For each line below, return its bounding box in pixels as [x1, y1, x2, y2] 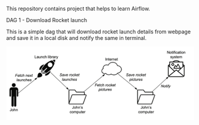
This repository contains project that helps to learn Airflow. [6, 5, 151, 12]
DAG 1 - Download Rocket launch [6, 17, 88, 23]
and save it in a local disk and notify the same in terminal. [6, 35, 147, 41]
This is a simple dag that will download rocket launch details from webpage [6, 28, 191, 35]
